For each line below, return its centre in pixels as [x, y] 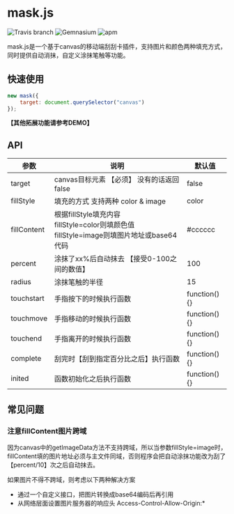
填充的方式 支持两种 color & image [110, 201]
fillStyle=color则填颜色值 [95, 225]
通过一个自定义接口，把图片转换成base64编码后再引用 [95, 494]
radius [21, 282]
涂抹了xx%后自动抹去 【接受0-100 [112, 259]
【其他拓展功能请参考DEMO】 [50, 123]
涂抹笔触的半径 [79, 282]
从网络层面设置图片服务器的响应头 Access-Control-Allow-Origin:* [111, 503]
